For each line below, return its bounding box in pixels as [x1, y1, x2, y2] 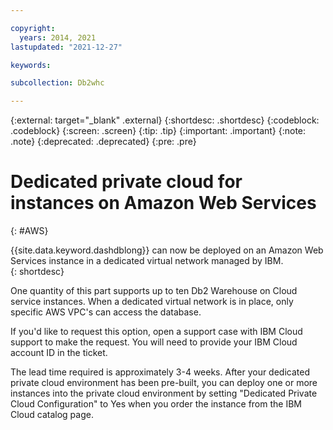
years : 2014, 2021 [19, 32, 97, 43]
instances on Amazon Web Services [10, 192, 317, 215]
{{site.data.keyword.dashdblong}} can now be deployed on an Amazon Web [10, 244, 324, 256]
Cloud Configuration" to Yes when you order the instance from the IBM [10, 398, 302, 410]
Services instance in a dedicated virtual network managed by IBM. [10, 255, 284, 267]
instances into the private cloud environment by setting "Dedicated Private [10, 387, 318, 400]
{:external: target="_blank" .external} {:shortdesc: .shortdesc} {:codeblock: [10, 114, 320, 126]
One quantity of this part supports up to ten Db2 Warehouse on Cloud [10, 285, 298, 297]
